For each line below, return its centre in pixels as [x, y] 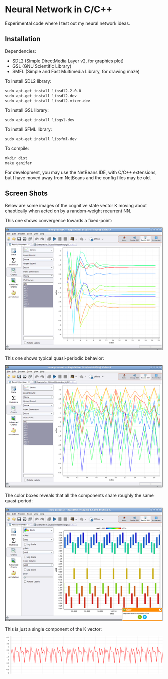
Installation [23, 39]
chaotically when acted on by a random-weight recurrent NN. [68, 211]
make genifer [19, 163]
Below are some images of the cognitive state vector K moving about [76, 205]
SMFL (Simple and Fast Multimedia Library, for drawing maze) [76, 71]
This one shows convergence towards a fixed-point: [59, 220]
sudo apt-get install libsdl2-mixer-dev [48, 101]
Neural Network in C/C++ [59, 9]
